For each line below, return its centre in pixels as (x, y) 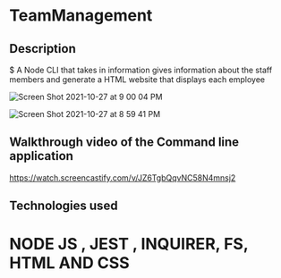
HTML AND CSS (69, 263)
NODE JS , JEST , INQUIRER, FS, (129, 244)
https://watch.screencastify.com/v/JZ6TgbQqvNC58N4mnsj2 (123, 177)
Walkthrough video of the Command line (124, 143)
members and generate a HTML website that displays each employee (137, 80)
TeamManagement (81, 16)
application (42, 156)
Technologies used (64, 206)
